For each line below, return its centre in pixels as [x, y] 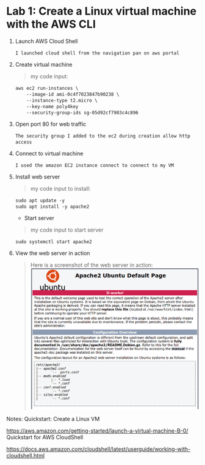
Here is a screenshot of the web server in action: [92, 265]
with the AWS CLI [51, 24]
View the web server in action [52, 253]
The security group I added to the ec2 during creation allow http [103, 136]
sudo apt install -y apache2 [52, 207]
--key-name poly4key [52, 106]
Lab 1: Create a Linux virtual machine [102, 11]
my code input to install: [60, 188]
